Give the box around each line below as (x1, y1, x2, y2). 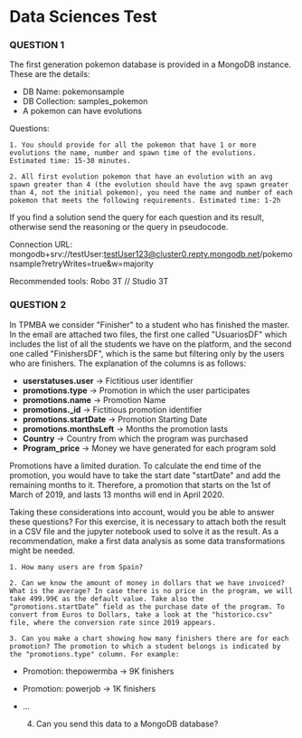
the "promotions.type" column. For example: (9, 649, 180, 658)
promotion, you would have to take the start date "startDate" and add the (9, 469, 281, 481)
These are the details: (9, 69, 90, 80)
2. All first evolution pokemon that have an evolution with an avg (9, 172, 273, 182)
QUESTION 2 (9, 299, 66, 311)
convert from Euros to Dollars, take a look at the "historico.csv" (9, 609, 273, 619)
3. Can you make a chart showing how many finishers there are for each (9, 634, 289, 643)
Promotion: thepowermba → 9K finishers (22, 666, 175, 676)
